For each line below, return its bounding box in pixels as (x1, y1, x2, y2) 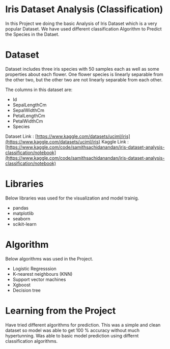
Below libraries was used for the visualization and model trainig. (5, 195, 139, 201)
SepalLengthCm (12, 102, 47, 108)
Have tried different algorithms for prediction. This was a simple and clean (5, 322, 161, 328)
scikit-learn (12, 221, 37, 227)
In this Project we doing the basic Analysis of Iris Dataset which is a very (5, 20, 157, 26)
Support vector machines (12, 276, 66, 282)
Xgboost (12, 281, 31, 288)
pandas (12, 205, 29, 211)
